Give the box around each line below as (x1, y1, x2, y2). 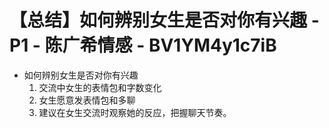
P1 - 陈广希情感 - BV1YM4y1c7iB (9, 34, 277, 57)
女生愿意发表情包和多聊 (38, 94, 136, 106)
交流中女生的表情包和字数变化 (38, 81, 162, 93)
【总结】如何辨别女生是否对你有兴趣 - (9, 9, 320, 32)
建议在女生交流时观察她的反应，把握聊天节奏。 (38, 106, 232, 118)
